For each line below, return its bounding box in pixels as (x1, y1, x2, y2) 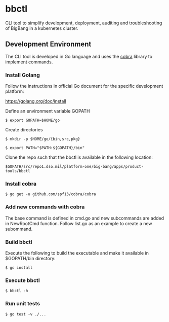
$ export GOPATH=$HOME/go (5, 118, 60, 123)
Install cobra (5, 180, 37, 187)
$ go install (5, 265, 33, 270)
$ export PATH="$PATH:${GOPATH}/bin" (5, 146, 85, 151)
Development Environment (5, 40, 92, 49)
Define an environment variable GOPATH (5, 108, 90, 114)
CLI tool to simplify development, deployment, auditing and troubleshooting (5, 20, 162, 26)
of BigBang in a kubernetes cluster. (5, 25, 78, 31)
